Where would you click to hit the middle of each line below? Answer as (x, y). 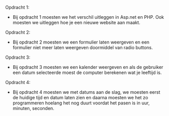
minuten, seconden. (33, 108)
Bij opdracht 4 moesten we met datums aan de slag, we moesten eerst (86, 92)
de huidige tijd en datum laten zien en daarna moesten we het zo (80, 98)
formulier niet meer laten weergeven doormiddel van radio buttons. (83, 47)
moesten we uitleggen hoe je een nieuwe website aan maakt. (76, 23)
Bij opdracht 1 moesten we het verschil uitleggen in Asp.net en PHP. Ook (88, 17)
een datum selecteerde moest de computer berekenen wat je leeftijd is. (87, 72)
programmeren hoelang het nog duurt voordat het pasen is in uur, (81, 103)
